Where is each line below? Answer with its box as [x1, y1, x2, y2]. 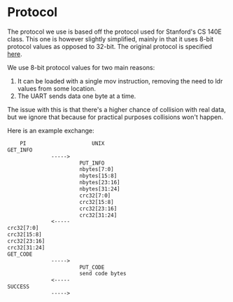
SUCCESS [7, 283, 30, 291]
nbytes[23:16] [79, 179, 120, 186]
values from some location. [17, 84, 97, 92]
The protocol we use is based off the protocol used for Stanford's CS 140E [7, 27, 222, 36]
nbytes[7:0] [79, 166, 114, 173]
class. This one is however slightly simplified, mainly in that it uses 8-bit [7, 34, 214, 43]
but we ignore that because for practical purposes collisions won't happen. [7, 113, 224, 121]
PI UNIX [20, 139, 105, 147]
